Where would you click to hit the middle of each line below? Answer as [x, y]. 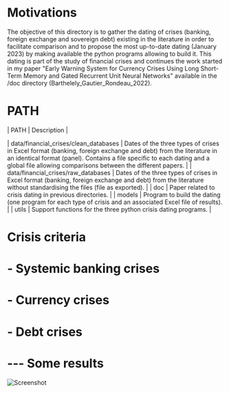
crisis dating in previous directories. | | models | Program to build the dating [114, 194]
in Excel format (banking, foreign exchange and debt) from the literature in [112, 150]
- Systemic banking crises [84, 269]
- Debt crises [45, 332]
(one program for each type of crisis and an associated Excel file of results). [115, 202]
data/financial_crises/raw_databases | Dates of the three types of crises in [112, 172]
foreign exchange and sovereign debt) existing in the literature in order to [111, 39]
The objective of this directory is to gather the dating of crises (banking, [109, 32]
